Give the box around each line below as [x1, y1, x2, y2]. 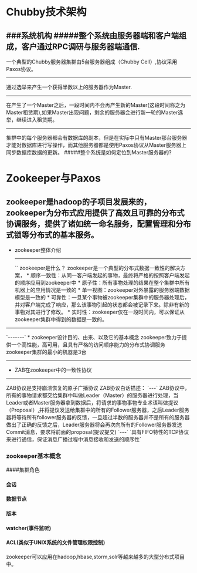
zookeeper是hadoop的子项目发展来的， [6, 197, 151, 207]
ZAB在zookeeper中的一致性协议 [14, 366, 92, 373]
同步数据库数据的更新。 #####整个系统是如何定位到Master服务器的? [6, 149, 172, 156]
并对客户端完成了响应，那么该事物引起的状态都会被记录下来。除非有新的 [14, 301, 189, 308]
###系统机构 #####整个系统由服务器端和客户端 [6, 31, 179, 41]
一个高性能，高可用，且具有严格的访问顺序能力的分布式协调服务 [11, 341, 165, 348]
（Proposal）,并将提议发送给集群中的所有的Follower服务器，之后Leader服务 [6, 406, 189, 413]
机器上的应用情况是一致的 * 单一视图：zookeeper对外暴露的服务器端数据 [14, 286, 190, 294]
